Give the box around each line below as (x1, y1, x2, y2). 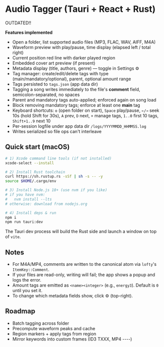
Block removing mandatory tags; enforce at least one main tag (12, 102, 140, 108)
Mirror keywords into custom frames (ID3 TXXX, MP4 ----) (12, 336, 132, 342)
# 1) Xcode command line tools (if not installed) (5, 156, 112, 161)
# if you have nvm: (5, 192, 46, 197)
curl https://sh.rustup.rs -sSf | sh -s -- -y (5, 174, 103, 179)
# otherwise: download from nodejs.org (5, 201, 88, 206)
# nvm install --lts (5, 197, 52, 201)
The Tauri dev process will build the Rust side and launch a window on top (5, 229, 157, 235)
